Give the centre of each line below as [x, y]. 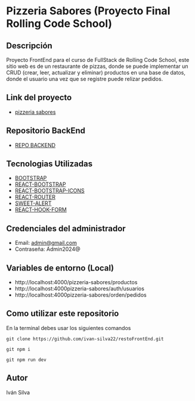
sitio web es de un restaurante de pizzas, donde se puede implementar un [97, 66]
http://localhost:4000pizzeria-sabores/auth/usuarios [80, 289]
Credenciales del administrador [66, 229]
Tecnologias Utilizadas [49, 164]
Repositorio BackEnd [46, 131]
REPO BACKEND [35, 145]
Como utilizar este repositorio [63, 314]
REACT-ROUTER [35, 197]
